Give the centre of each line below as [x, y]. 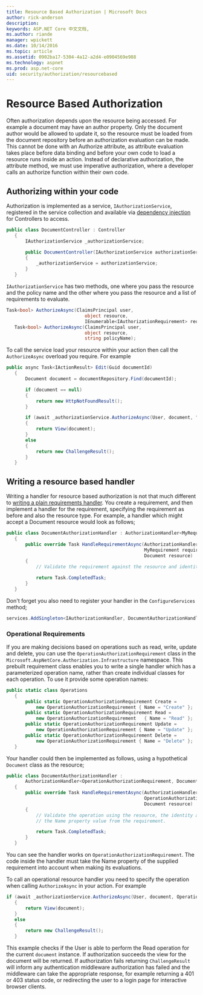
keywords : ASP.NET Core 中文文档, [48, 29]
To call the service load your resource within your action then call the [92, 350]
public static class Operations [47, 690]
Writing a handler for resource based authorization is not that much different [101, 496]
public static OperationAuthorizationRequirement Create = [101, 702]
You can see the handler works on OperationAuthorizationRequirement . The [101, 855]
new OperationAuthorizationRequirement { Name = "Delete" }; [114, 741]
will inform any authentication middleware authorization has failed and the [98, 967]
